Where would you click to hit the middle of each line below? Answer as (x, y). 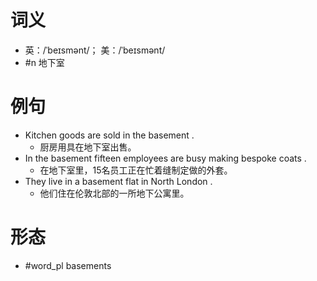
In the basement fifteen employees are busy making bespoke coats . (165, 158)
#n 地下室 (44, 62)
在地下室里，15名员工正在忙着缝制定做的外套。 (136, 170)
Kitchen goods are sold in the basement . (109, 135)
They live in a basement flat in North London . (118, 181)
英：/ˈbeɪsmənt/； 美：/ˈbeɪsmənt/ (95, 50)
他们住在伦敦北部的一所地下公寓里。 (114, 193)
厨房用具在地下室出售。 (88, 147)
